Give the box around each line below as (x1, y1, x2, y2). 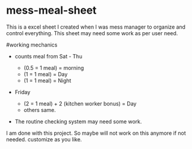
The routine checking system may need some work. (14, 117, 142, 125)
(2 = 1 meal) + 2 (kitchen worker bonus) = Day (23, 100, 137, 107)
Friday (14, 88, 31, 95)
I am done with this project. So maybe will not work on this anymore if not (6, 129, 186, 136)
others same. (23, 106, 56, 113)
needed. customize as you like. (6, 135, 82, 143)
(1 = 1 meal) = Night (23, 77, 71, 84)
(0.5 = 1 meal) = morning (23, 64, 84, 72)
